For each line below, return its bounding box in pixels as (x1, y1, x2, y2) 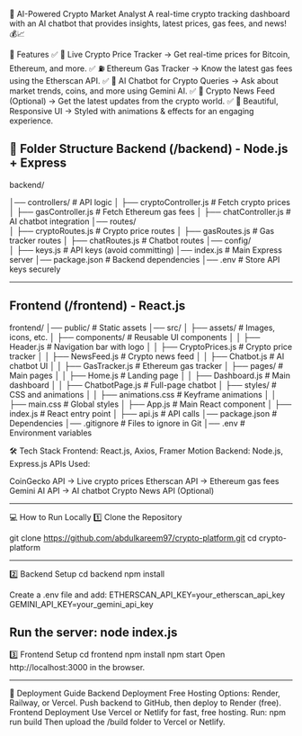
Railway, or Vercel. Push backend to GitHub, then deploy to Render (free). (9, 697, 281, 708)
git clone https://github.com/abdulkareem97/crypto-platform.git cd (9, 532, 258, 543)
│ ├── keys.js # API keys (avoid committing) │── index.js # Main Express (9, 244, 283, 256)
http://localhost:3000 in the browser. (9, 662, 146, 673)
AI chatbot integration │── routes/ (9, 216, 137, 227)
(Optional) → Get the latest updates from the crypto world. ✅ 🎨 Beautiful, (9, 95, 279, 106)
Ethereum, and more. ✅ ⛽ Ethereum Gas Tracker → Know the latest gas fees (9, 63, 293, 74)
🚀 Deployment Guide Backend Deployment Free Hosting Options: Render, (9, 688, 280, 699)
